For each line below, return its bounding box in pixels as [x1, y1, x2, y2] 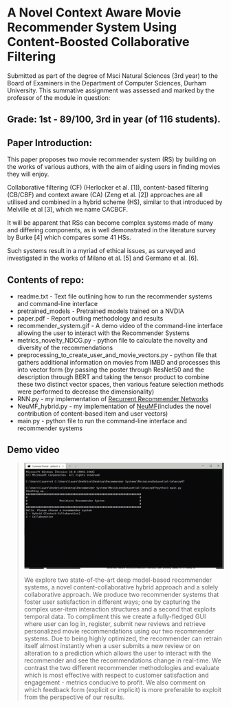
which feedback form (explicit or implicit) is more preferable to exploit [23, 686, 222, 694]
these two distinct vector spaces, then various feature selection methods [16, 380, 224, 388]
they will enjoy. [7, 170, 49, 179]
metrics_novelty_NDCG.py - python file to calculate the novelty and [16, 336, 208, 344]
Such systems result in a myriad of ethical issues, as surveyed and [7, 247, 196, 255]
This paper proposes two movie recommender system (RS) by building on [7, 155, 217, 163]
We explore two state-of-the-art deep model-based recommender [23, 576, 212, 584]
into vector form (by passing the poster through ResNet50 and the [16, 365, 205, 374]
